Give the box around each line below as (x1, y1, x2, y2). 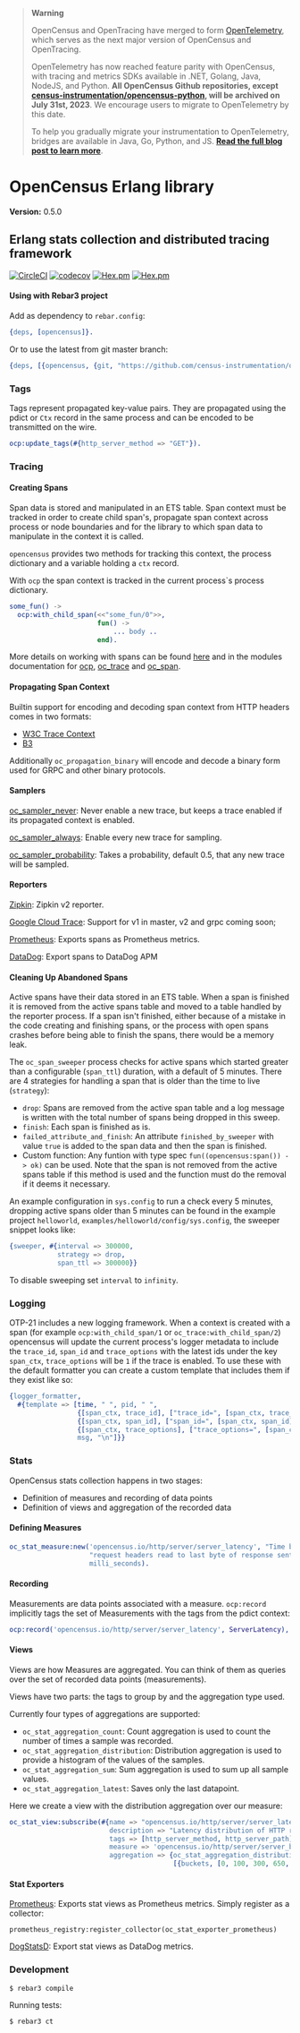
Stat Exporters (9, 1878, 64, 1889)
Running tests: (9, 2000, 62, 2011)
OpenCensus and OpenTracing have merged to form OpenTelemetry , (30, 25, 285, 35)
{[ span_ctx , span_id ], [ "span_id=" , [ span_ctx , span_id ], (77, 1417, 297, 1426)
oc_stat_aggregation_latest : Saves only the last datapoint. (21, 1782, 239, 1794)
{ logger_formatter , (9, 1392, 82, 1401)
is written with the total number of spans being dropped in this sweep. (21, 1112, 280, 1123)
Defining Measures (9, 1523, 82, 1533)
